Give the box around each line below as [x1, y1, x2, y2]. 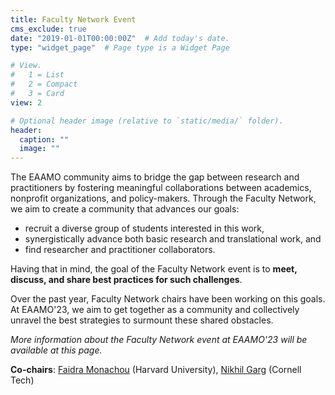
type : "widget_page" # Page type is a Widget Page [10, 42, 230, 53]
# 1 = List [10, 70, 65, 80]
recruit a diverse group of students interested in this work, [24, 222, 265, 235]
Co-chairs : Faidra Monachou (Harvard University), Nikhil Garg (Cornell [10, 364, 302, 376]
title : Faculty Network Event [10, 14, 137, 25]
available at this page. [10, 344, 103, 356]
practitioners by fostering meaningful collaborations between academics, [10, 182, 312, 194]
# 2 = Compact [10, 79, 78, 90]
